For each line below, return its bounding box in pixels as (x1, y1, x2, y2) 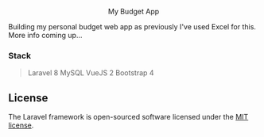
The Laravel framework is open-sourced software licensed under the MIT (8, 112, 249, 122)
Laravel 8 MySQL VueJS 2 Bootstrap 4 (27, 68, 154, 78)
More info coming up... (8, 31, 83, 40)
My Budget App (107, 7, 160, 16)
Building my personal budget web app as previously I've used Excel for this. (8, 22, 257, 31)
